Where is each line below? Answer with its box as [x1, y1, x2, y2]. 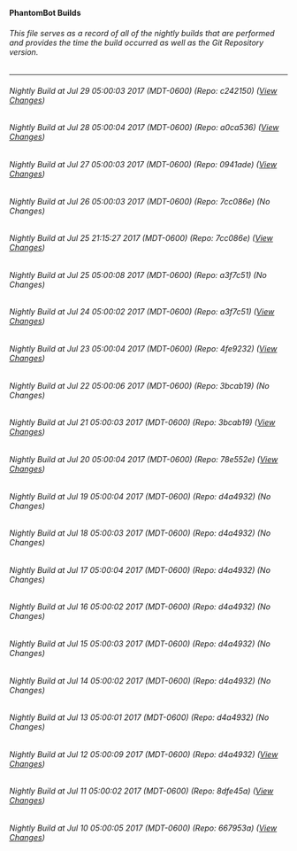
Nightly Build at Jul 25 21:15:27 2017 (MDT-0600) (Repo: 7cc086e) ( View [9, 233, 274, 244]
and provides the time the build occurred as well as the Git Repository [9, 37, 264, 48]
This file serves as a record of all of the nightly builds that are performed [9, 27, 276, 38]
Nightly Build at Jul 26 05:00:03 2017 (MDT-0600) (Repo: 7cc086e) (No [9, 196, 270, 206]
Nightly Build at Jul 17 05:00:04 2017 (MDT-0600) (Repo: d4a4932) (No [9, 564, 271, 575]
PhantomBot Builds [9, 8, 81, 18]
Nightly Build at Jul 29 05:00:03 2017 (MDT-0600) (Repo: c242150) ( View [9, 85, 278, 96]
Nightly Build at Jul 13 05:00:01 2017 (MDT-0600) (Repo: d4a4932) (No [9, 712, 270, 723]
